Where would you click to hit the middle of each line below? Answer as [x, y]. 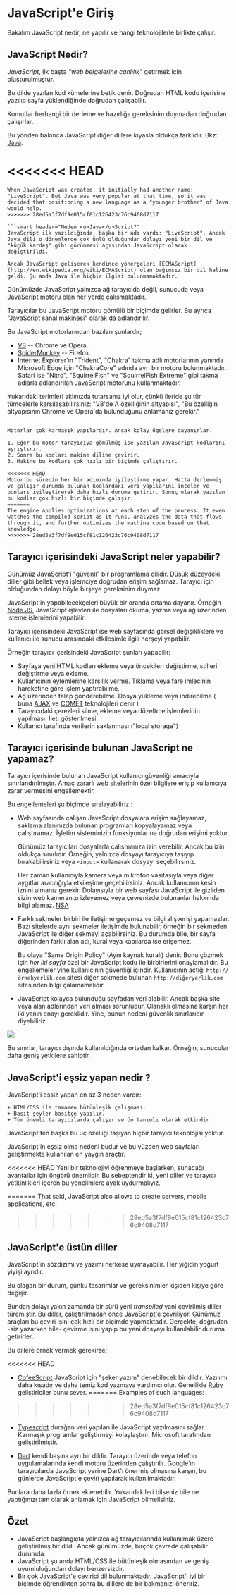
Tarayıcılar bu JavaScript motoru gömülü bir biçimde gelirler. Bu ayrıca [110, 310]
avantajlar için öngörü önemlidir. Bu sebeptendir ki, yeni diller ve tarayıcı [112, 1176]
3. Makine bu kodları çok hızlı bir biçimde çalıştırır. [93, 461]
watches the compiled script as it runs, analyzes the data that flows [114, 517]
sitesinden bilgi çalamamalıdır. [61, 985]
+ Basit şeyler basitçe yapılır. [56, 1114]
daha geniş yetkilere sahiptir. [49, 1056]
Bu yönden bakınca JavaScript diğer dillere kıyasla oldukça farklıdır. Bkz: [113, 135]
